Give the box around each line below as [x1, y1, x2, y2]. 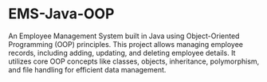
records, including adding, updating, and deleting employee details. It [8, 48, 236, 57]
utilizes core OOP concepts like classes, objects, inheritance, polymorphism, [8, 57, 260, 66]
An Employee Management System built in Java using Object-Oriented [8, 31, 240, 41]
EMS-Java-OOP [8, 5, 115, 23]
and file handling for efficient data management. [8, 64, 167, 74]
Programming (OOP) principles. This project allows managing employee [8, 39, 243, 49]
